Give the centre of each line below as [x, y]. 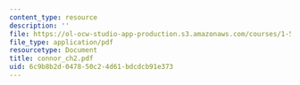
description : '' [39, 26]
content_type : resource [54, 17]
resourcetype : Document [54, 50]
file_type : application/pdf [62, 42]
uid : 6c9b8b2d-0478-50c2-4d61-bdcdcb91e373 [92, 67]
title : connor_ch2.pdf [51, 58]
